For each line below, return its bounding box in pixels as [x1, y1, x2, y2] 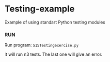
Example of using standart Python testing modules [4, 19, 105, 25]
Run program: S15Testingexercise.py [4, 42, 79, 48]
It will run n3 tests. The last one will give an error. [4, 51, 103, 57]
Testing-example [4, 3, 75, 14]
